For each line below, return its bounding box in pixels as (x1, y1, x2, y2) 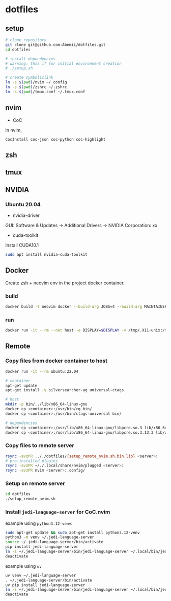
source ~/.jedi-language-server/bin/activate (5, 540, 103, 545)
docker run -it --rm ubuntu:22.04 (5, 369, 79, 374)
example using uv (5, 563, 42, 569)
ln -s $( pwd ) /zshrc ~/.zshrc (5, 84, 67, 90)
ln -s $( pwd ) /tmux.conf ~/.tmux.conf (5, 89, 85, 94)
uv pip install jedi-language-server (5, 582, 85, 588)
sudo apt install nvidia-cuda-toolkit (5, 252, 88, 257)
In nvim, (5, 127, 22, 133)
